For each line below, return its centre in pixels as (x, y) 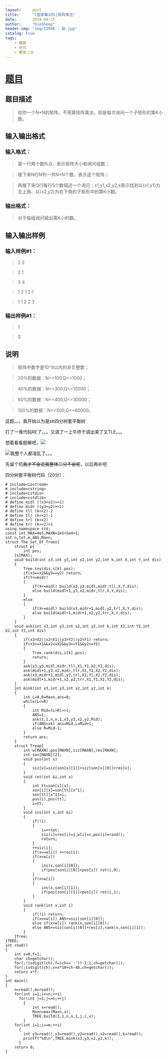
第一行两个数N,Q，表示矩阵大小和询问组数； (64, 164)
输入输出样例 (25, 235)
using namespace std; (28, 529)
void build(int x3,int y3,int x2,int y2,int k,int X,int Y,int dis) (88, 560)
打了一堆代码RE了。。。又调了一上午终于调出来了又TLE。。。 (65, 432)
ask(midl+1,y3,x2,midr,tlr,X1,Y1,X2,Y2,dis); (72, 671)
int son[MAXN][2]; (43, 755)
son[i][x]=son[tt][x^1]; (58, 791)
